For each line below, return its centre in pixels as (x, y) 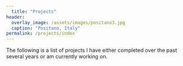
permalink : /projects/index (41, 34)
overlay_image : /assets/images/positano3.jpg (68, 22)
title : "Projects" (34, 11)
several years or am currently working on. (57, 57)
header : (16, 17)
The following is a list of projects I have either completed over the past (91, 50)
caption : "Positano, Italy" (46, 28)
